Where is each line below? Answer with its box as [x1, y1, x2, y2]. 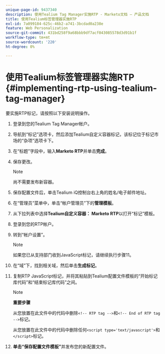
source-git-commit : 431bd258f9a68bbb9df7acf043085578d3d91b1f [5, 30, 137, 35]
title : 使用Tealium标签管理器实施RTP [5, 16, 77, 21]
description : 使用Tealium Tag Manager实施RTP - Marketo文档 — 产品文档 [5, 12, 149, 17]
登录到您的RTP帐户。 [12, 221, 56, 227]
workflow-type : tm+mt [5, 35, 51, 40]
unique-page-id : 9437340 [5, 7, 57, 12]
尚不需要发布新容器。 [12, 178, 56, 184]
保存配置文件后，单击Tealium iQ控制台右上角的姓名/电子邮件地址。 [12, 189, 149, 195]
